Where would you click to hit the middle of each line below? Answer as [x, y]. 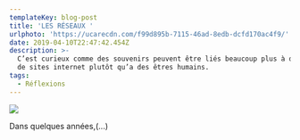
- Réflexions [42, 84]
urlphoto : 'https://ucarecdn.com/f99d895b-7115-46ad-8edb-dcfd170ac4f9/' [150, 34]
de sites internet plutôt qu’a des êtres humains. [113, 68]
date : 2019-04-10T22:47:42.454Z [69, 42]
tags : [19, 76]
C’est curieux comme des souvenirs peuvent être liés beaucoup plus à [151, 59]
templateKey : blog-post [54, 17]
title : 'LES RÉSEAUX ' [51, 26]
